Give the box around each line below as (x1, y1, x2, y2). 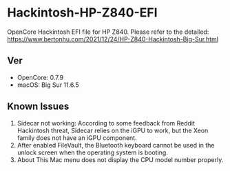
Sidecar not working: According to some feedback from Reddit (17, 119, 195, 127)
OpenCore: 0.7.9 (17, 73, 64, 81)
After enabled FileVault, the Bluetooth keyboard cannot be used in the (17, 141, 215, 149)
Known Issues (7, 101, 70, 112)
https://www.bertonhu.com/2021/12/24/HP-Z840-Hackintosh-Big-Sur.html (7, 34, 219, 43)
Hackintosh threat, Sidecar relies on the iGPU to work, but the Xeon (17, 126, 209, 134)
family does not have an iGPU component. (17, 133, 137, 142)
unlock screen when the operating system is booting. (17, 148, 169, 157)
